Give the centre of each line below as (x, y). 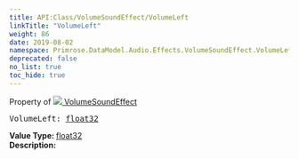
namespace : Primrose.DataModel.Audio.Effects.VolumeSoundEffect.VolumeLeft (153, 51)
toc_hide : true (37, 76)
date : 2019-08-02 (41, 42)
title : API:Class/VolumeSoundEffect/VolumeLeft (99, 17)
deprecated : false (43, 59)
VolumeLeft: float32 (54, 118)
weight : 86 (29, 34)
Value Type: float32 (46, 135)
